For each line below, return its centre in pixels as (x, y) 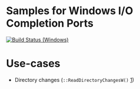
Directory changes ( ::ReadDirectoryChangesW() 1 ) (74, 80)
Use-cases (33, 64)
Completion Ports (50, 23)
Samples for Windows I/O (70, 11)
